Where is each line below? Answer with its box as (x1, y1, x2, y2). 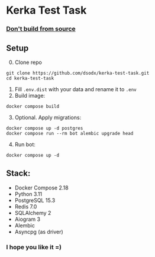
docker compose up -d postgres (6, 125, 83, 131)
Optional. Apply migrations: (14, 114, 82, 121)
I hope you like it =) (6, 243, 62, 251)
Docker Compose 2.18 (14, 184, 69, 191)
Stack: (6, 168, 31, 178)
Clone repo (14, 59, 43, 66)
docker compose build (6, 103, 60, 110)
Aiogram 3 (14, 216, 40, 223)
